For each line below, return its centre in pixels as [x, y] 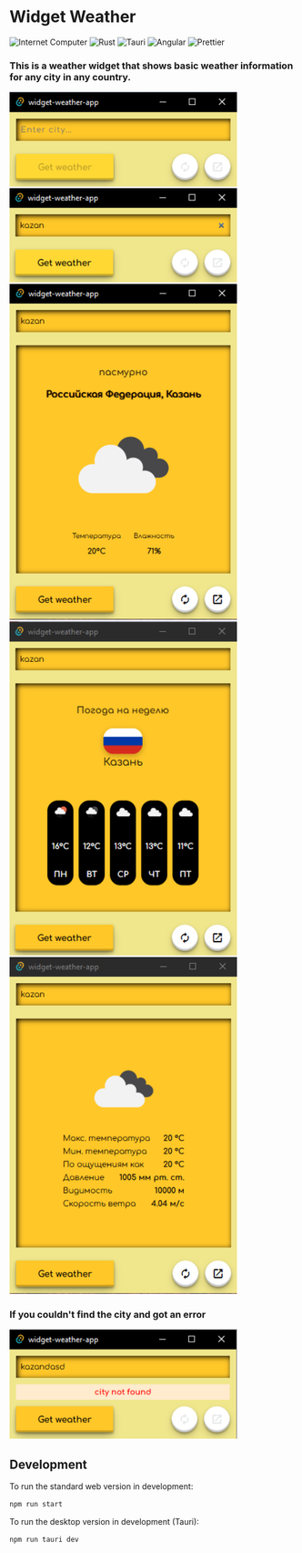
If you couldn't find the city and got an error [108, 1314]
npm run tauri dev [44, 1540]
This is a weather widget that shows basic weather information [151, 66]
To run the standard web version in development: [101, 1486]
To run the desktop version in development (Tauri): [105, 1522]
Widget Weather [73, 17]
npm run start [36, 1505]
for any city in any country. [70, 77]
